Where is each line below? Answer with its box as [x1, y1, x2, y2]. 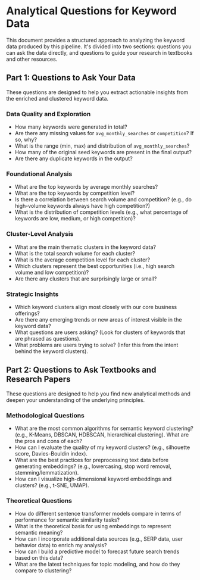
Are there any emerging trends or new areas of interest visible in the [14, 316, 183, 323]
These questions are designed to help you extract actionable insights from [6, 88, 189, 96]
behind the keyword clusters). [14, 347, 88, 355]
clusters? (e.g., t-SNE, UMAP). [14, 482, 89, 489]
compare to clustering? [14, 567, 72, 574]
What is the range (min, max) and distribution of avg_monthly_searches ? [14, 142, 190, 149]
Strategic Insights [6, 290, 59, 298]
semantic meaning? [14, 529, 63, 537]
